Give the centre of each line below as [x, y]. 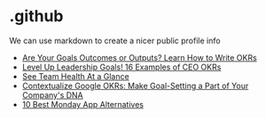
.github [36, 16]
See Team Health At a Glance [76, 76]
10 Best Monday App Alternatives [83, 104]
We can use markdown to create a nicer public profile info [115, 41]
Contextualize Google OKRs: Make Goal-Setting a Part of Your [135, 85]
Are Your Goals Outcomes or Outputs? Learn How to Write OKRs [139, 57]
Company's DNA [53, 95]
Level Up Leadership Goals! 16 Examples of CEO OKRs [121, 67]
